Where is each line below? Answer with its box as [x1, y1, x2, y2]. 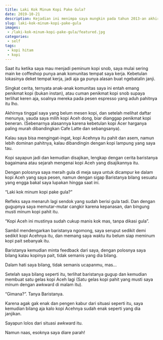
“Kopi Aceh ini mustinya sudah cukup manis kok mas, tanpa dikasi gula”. [5, 218, 149, 224]
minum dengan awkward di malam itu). [5, 282, 82, 288]
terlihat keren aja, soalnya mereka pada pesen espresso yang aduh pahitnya [5, 96, 158, 102]
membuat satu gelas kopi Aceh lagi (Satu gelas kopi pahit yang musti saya [5, 276, 153, 282]
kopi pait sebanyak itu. [5, 238, 50, 244]
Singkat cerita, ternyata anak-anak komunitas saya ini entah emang [5, 85, 139, 91]
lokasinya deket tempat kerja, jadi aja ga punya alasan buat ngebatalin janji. [5, 76, 156, 82]
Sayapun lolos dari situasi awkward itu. [5, 320, 83, 326]
